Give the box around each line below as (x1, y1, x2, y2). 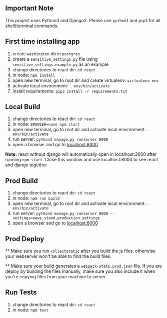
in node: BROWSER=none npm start (12, 121, 80, 127)
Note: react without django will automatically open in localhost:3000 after (5, 151, 157, 157)
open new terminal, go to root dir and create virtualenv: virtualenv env (12, 77, 159, 83)
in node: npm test (12, 306, 49, 313)
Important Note (5, 4, 54, 13)
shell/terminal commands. (5, 23, 58, 29)
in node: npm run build (12, 195, 60, 201)
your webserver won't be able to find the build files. (5, 253, 111, 259)
